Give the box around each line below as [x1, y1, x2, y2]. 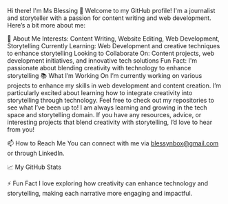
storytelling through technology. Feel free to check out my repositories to [7, 96, 215, 104]
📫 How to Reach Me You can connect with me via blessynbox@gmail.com [7, 139, 219, 147]
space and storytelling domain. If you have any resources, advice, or [7, 111, 202, 119]
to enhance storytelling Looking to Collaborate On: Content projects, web [7, 49, 215, 57]
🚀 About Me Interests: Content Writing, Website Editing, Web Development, [7, 34, 220, 43]
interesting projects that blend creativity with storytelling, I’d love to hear [7, 118, 212, 126]
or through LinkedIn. [7, 149, 65, 157]
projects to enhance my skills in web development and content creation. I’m [7, 81, 222, 90]
